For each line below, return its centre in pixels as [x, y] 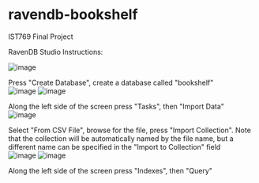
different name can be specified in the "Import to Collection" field [114, 147]
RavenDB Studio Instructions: [56, 51]
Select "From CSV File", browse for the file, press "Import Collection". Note [129, 130]
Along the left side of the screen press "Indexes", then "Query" [111, 170]
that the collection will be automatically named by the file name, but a [121, 138]
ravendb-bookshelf [73, 15]
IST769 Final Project [41, 36]
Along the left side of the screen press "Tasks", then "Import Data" [116, 106]
